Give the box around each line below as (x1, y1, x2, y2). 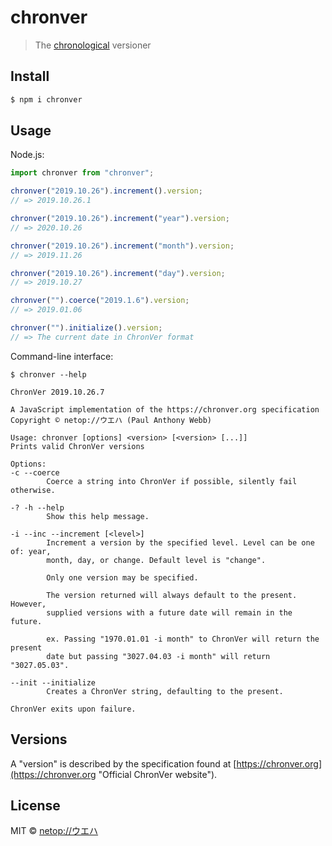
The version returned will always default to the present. (46, 590, 298, 600)
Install (10, 68, 50, 85)
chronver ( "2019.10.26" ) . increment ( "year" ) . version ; (10, 214, 230, 224)
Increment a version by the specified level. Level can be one (46, 537, 315, 548)
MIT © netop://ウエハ (10, 825, 99, 837)
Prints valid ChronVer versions (10, 441, 145, 451)
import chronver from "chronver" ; (10, 168, 155, 178)
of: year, (10, 546, 52, 556)
